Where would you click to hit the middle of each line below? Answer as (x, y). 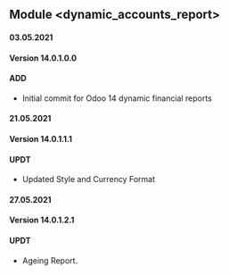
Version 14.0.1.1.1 (41, 138)
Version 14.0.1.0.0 (43, 58)
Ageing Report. (50, 260)
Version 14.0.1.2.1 (42, 220)
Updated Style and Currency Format (89, 179)
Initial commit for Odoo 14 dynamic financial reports (117, 98)
